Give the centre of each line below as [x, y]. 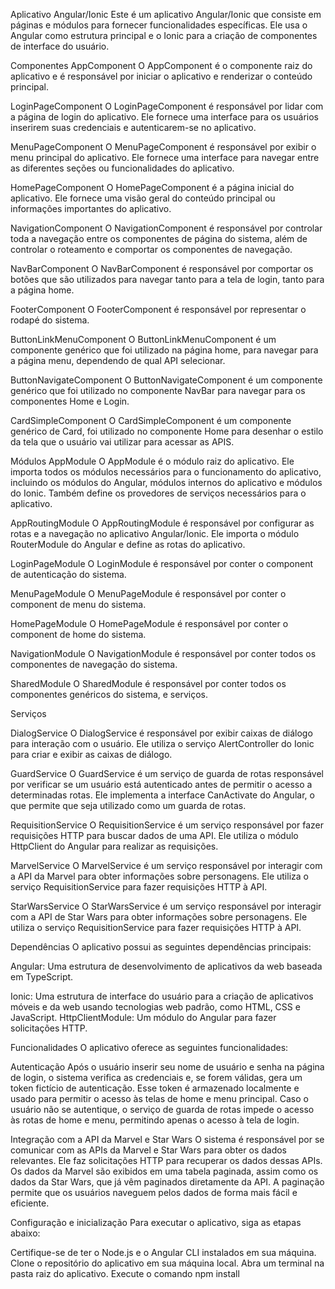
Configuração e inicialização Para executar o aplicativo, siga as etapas [156, 1222]
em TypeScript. [42, 977]
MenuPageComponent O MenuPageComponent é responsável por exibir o [163, 147]
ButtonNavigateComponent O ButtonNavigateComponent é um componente [166, 380]
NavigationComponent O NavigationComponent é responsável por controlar [166, 228]
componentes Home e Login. [70, 401]
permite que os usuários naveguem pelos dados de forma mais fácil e [154, 1192]
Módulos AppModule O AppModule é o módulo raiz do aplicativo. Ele [152, 461]
